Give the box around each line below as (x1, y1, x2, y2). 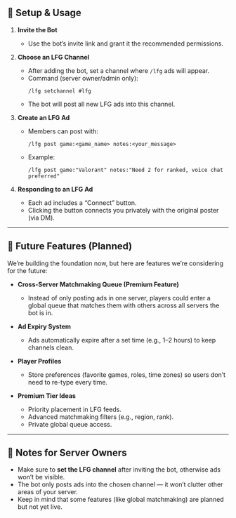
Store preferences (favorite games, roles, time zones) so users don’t (27, 370, 226, 379)
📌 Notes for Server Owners (7, 447, 127, 459)
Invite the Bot (17, 25, 58, 34)
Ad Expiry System (17, 322, 72, 331)
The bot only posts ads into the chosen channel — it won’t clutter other (17, 480, 223, 489)
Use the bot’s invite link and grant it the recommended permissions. (27, 39, 223, 48)
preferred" (27, 173, 60, 180)
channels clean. (27, 343, 74, 352)
